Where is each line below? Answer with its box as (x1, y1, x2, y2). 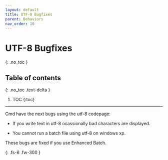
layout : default (5, 7, 39, 12)
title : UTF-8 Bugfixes (5, 12, 52, 17)
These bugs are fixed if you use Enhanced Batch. (5, 140, 106, 146)
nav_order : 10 (5, 21, 35, 26)
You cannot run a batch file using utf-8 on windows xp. (12, 130, 126, 136)
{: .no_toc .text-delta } (5, 87, 50, 93)
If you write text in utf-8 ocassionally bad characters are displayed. (12, 121, 150, 126)
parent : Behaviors (5, 16, 43, 21)
